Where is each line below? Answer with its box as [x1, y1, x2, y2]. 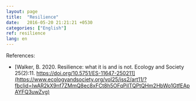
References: [6, 52, 35, 59]
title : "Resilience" [6, 14, 59, 20]
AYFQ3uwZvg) [14, 89, 50, 95]
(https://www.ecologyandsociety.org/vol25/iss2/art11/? [14, 76, 147, 83]
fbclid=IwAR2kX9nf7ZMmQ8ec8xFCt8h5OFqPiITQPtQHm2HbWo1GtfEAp [14, 82, 190, 89]
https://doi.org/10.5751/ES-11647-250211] [36, 70, 136, 76]
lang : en [6, 36, 27, 42]
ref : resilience [6, 31, 46, 36]
